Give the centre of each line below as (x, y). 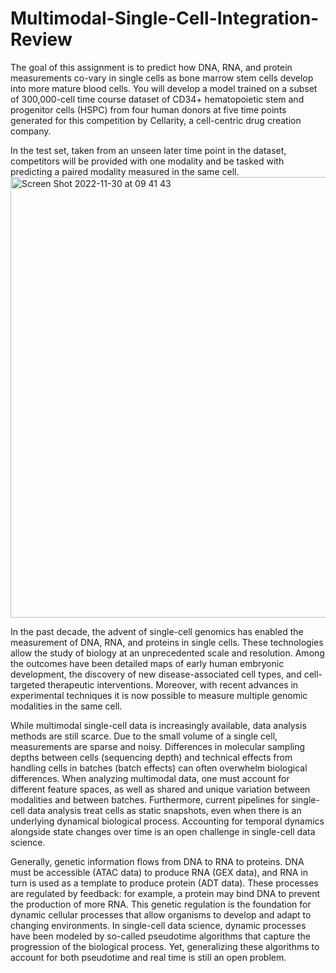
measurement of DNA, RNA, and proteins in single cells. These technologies (167, 642)
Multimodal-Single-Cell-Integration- (165, 18)
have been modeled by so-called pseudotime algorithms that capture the (160, 936)
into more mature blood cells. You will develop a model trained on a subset (164, 88)
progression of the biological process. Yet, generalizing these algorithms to (165, 946)
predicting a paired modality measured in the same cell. (125, 171)
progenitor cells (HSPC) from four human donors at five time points (148, 109)
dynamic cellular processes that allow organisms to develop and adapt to (161, 914)
